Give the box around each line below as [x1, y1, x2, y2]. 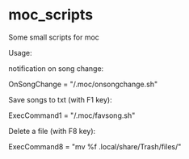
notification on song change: [8, 63, 104, 73]
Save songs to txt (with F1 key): [8, 94, 113, 104]
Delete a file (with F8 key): [8, 126, 96, 136]
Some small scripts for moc [8, 32, 99, 42]
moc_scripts [8, 6, 94, 24]
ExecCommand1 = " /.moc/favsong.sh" [8, 111, 136, 120]
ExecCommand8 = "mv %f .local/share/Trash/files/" [8, 141, 182, 151]
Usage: [8, 48, 32, 57]
